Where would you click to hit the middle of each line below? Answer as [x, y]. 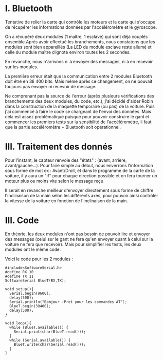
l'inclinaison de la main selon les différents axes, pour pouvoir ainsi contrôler [82, 195]
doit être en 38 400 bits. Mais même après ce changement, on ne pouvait [79, 81]
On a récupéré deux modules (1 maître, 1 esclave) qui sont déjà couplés [76, 37]
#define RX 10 [19, 272]
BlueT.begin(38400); [30, 306]
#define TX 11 [19, 276]
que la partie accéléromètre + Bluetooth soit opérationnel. [63, 127]
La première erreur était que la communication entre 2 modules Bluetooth [79, 76]
